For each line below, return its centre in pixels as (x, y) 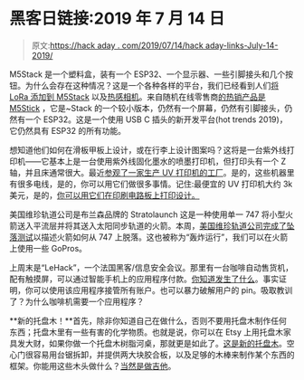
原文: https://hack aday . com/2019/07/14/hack (117, 45)
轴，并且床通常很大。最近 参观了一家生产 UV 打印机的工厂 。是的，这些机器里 (152, 172)
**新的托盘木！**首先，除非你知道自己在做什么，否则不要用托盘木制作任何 (148, 320)
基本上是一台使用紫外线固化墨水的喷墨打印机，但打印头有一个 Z (167, 161)
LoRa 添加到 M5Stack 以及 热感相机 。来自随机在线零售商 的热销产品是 (138, 97)
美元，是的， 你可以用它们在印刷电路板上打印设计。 (104, 195)
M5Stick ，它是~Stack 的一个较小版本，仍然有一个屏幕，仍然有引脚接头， (147, 108)
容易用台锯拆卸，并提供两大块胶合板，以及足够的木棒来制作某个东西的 (164, 355)
